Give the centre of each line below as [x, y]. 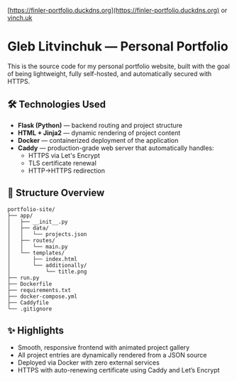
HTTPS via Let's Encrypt [64, 155]
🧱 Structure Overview [56, 193]
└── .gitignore [30, 308]
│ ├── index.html [43, 259]
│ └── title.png [47, 272]
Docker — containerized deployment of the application [98, 140]
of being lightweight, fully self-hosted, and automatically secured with [110, 73]
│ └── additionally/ [47, 265]
